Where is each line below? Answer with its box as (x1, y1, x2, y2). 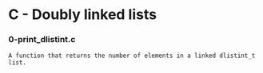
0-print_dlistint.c (8, 34, 76, 45)
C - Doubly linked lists (8, 6, 157, 24)
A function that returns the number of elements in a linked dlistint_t (8, 52, 256, 60)
